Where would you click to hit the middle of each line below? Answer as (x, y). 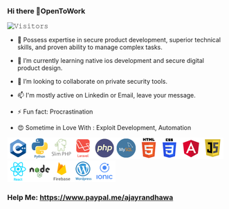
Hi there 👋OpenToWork (46, 11)
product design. (40, 68)
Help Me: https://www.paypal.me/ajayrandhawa (90, 198)
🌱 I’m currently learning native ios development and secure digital (110, 61)
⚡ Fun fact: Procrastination (55, 112)
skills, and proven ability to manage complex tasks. (90, 47)
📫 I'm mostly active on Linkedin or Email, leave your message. (106, 96)
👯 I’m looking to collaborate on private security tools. (92, 82)
